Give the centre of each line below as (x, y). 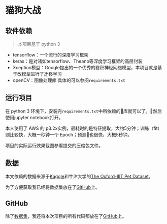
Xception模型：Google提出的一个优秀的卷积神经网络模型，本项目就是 (85, 67)
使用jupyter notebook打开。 (34, 117)
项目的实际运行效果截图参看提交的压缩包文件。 (54, 145)
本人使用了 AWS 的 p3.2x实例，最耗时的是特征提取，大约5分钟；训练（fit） (84, 128)
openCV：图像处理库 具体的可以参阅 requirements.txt (69, 80)
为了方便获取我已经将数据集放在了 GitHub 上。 (53, 187)
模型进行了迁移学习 (42, 74)
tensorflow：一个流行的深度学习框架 (51, 55)
